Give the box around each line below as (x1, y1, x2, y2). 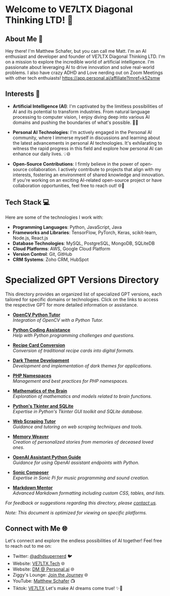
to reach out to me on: (5, 543, 52, 549)
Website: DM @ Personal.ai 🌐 (12, 566, 75, 572)
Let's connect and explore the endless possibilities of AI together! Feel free (5, 538, 162, 544)
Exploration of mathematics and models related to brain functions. (12, 393, 152, 399)
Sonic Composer (12, 469, 49, 475)
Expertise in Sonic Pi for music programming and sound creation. (12, 475, 150, 481)
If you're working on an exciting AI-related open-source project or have (12, 177, 162, 183)
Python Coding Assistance (12, 326, 71, 333)
